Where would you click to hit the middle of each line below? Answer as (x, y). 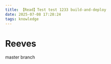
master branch (20, 57)
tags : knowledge (22, 19)
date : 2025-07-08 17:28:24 (33, 14)
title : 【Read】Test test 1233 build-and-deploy (56, 10)
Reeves (21, 43)
